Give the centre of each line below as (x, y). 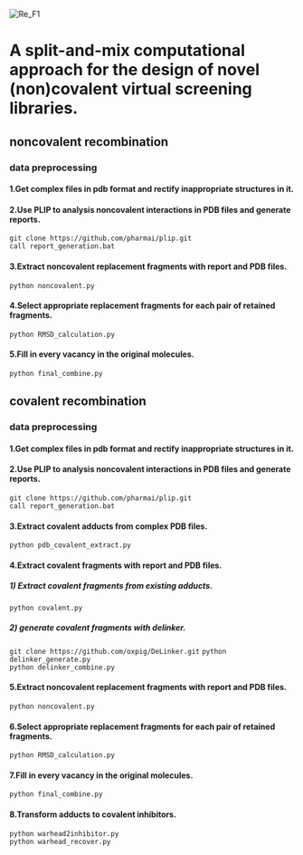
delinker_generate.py (50, 659)
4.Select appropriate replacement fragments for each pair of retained (142, 306)
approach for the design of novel (135, 70)
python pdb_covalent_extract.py (70, 545)
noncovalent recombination (89, 142)
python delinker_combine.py (62, 667)
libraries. (44, 108)
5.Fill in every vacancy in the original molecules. (102, 354)
